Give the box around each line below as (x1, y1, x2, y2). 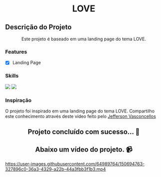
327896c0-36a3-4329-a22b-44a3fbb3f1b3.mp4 (5, 166, 106, 172)
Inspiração (5, 96, 31, 103)
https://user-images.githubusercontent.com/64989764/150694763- (5, 161, 145, 167)
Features (5, 48, 27, 55)
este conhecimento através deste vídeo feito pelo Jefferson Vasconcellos (5, 113, 156, 119)
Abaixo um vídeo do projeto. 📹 (35, 145, 133, 154)
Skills (5, 73, 19, 80)
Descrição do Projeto (5, 23, 72, 31)
